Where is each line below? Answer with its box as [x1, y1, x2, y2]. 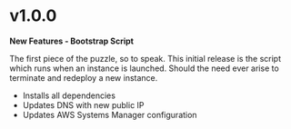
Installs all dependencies [22, 90, 116, 101]
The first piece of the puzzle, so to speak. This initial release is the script [9, 53, 282, 64]
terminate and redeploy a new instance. [9, 72, 158, 83]
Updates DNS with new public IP [22, 99, 145, 110]
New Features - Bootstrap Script [9, 35, 135, 46]
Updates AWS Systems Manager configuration [22, 109, 197, 120]
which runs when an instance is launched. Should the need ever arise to [9, 63, 279, 74]
